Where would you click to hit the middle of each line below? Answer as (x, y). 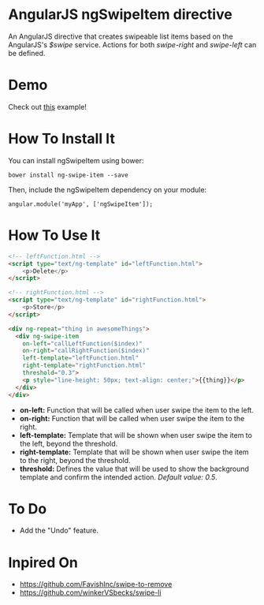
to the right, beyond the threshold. (75, 460)
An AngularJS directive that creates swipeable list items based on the (121, 36)
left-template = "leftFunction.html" (81, 358)
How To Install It (62, 139)
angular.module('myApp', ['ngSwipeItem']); (81, 204)
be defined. (27, 53)
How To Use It (54, 235)
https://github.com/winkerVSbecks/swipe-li (90, 592)
